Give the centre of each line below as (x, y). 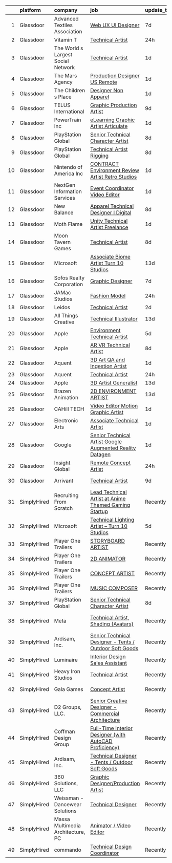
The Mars (66, 75)
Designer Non (107, 90)
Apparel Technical (112, 206)
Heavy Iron (67, 671)
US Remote (104, 82)
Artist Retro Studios (114, 177)
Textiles (63, 25)
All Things (66, 316)
